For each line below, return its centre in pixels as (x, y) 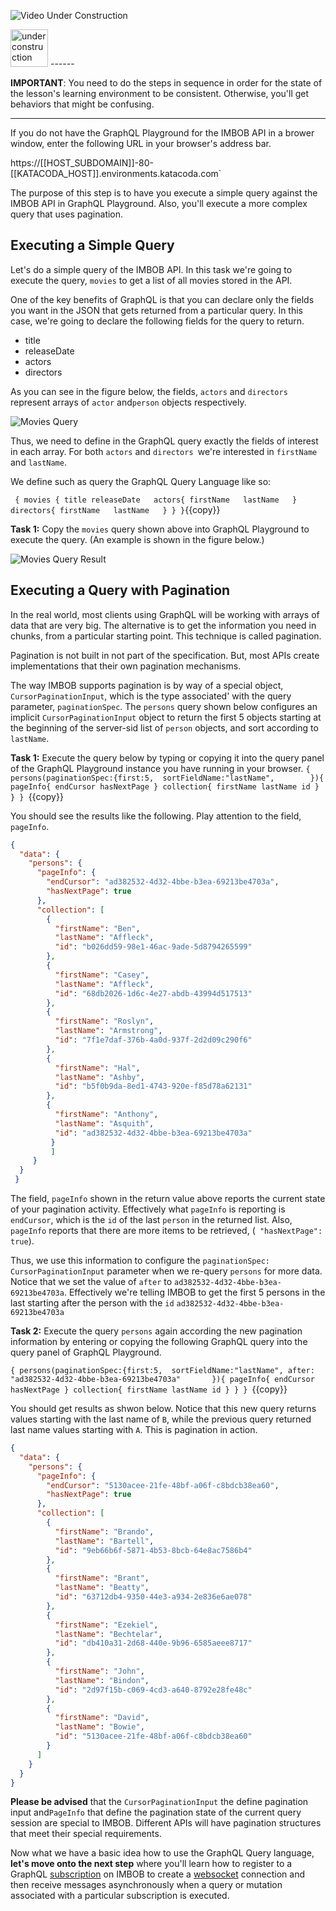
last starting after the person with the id (92, 1303)
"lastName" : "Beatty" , (102, 1588)
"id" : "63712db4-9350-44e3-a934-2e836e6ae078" (153, 1597)
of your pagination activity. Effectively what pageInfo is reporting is (148, 1209)
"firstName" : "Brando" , (104, 1531)
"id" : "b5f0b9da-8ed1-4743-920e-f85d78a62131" (153, 1086)
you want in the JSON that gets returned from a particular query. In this (156, 310)
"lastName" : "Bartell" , (104, 1541)
